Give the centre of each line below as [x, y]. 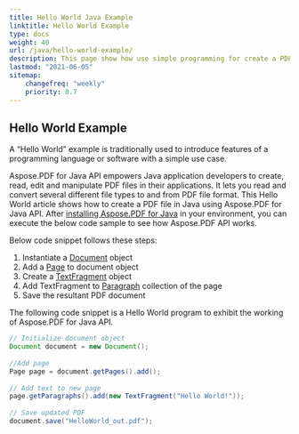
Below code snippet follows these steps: [83, 240]
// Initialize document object [67, 339]
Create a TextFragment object [77, 277]
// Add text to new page [55, 388]
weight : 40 [29, 42]
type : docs [29, 34]
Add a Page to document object [81, 267]
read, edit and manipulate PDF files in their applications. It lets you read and [148, 185]
